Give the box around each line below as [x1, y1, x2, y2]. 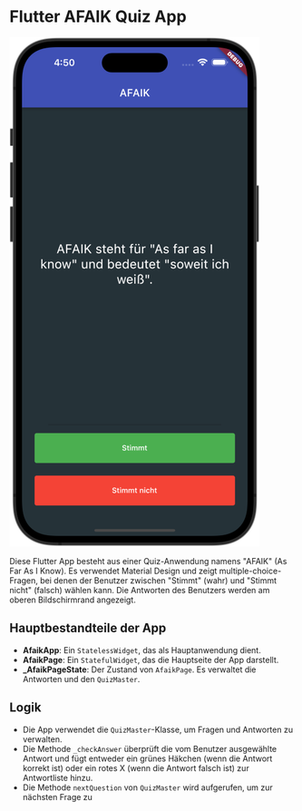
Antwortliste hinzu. [22, 772, 93, 783]
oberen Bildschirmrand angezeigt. [9, 594, 136, 605]
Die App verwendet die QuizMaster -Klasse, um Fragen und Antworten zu [22, 724, 293, 735]
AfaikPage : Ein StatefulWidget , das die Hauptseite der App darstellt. [22, 654, 279, 665]
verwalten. [22, 733, 63, 745]
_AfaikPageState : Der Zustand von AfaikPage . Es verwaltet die [22, 664, 257, 675]
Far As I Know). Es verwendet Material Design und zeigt [9, 565, 218, 576]
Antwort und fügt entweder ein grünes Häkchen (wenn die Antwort [22, 753, 273, 764]
